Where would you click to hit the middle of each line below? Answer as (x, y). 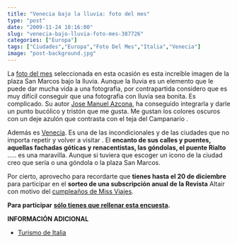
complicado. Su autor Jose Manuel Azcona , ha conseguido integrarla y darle (119, 103)
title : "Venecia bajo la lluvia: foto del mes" (79, 14)
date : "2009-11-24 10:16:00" (50, 27)
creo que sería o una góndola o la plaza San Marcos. (84, 162)
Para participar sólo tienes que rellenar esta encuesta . (89, 205)
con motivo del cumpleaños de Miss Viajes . (71, 191)
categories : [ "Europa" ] (42, 40)
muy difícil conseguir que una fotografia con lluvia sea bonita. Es (102, 96)
